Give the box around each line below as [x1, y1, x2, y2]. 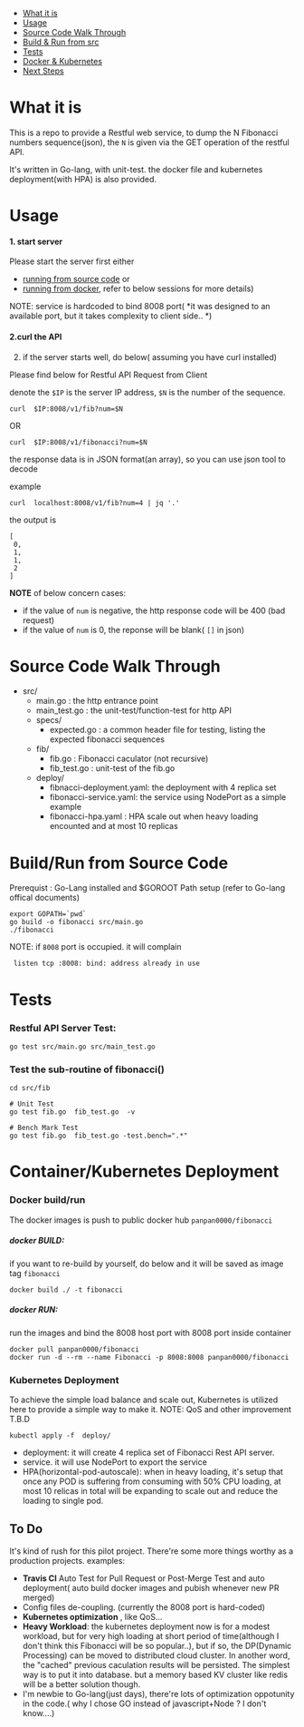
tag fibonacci [9, 1267, 61, 1278]
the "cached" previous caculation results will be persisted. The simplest [22, 1659, 290, 1670]
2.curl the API [9, 331, 62, 342]
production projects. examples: [9, 1555, 125, 1566]
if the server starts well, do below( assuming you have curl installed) [22, 351, 278, 362]
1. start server [9, 236, 63, 247]
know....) [22, 1707, 55, 1718]
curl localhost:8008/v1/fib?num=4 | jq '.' [9, 498, 180, 507]
